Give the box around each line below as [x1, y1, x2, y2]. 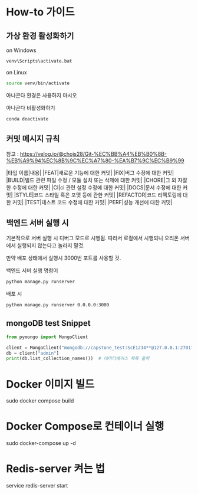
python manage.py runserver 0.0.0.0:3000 [6, 302, 110, 308]
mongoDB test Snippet [6, 318, 91, 328]
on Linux [6, 68, 28, 76]
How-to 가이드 [6, 5, 75, 19]
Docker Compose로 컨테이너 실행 [6, 420, 164, 433]
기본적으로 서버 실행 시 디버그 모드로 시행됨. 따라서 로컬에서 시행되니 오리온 [6, 234, 179, 242]
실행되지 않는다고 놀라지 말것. [16, 242, 85, 249]
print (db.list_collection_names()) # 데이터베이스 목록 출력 [6, 355, 150, 362]
